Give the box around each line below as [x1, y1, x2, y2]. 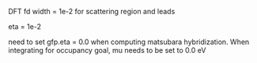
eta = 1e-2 [8, 22, 42, 31]
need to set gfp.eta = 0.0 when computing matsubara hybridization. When [8, 37, 250, 46]
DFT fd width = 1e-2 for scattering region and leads [8, 7, 176, 16]
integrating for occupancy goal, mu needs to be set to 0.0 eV [8, 46, 206, 54]
